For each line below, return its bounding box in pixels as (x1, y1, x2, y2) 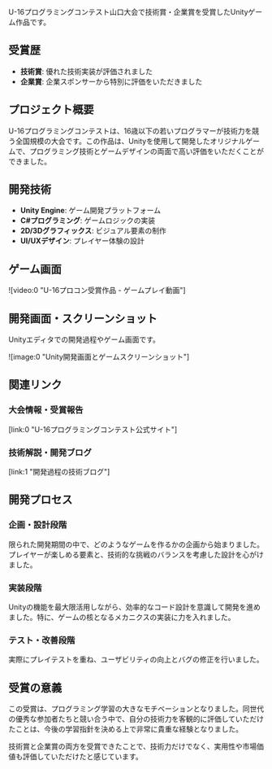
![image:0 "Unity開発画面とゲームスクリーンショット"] (8, 352, 190, 362)
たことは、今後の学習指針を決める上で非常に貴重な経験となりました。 (8, 724, 244, 734)
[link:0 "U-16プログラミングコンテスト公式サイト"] (8, 424, 178, 434)
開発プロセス (8, 493, 73, 507)
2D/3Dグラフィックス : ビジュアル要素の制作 (19, 226, 166, 236)
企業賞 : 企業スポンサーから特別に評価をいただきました (19, 76, 203, 86)
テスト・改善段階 (8, 634, 76, 645)
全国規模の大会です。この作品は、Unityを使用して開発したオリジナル (15, 136, 246, 146)
